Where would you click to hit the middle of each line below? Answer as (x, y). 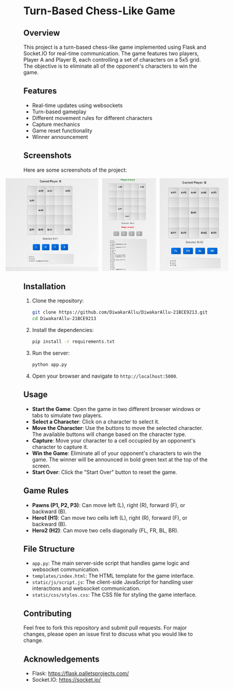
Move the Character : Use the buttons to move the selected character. (117, 428)
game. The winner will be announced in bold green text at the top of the (120, 459)
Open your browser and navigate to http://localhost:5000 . (105, 376)
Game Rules (46, 491)
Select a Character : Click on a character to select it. (96, 421)
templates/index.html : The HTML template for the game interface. (113, 576)
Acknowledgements (61, 659)
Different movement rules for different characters (92, 118)
